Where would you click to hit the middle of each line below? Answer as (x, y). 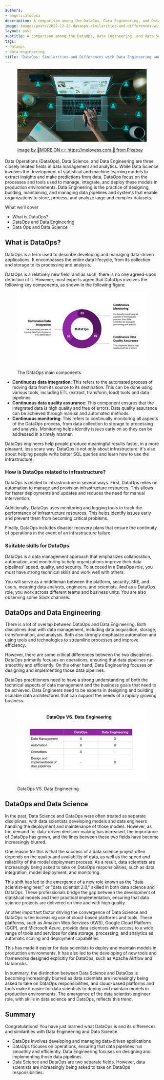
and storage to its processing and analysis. (48, 264)
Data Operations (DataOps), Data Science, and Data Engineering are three (79, 161)
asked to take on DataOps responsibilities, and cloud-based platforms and (80, 983)
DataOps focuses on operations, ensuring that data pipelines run (77, 1046)
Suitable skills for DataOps (37, 546)
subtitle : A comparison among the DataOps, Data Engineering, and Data (79, 36)
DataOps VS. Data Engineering (48, 789)
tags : (10, 42)
